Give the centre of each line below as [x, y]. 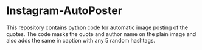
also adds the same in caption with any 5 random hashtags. [81, 40]
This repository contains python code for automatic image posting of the [97, 27]
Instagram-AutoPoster [64, 11]
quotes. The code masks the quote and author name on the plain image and [101, 34]
